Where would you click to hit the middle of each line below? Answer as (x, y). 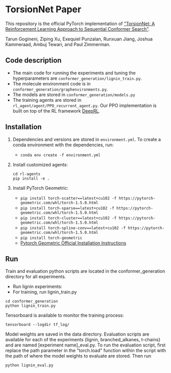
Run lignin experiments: (38, 287)
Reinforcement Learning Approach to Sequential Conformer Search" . (78, 29)
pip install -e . (31, 178)
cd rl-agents (27, 174)
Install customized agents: (40, 164)
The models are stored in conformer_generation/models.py (74, 94)
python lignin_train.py (31, 306)
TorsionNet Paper (43, 9)
